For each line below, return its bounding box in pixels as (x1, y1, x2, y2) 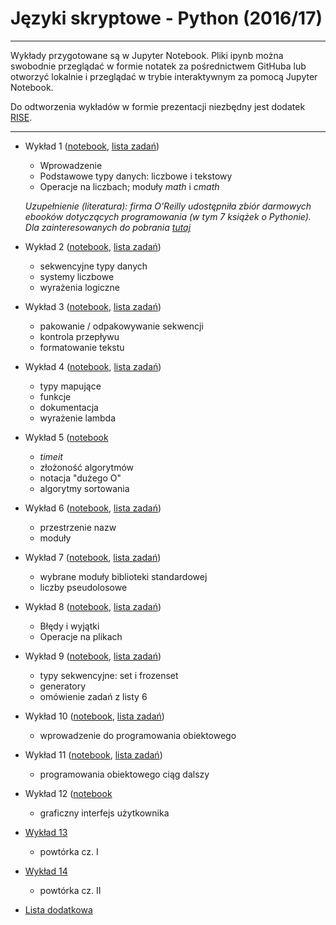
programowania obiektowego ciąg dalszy (39, 768, 210, 780)
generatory (39, 680, 87, 692)
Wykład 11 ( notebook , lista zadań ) (24, 748, 163, 761)
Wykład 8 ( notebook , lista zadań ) (24, 600, 162, 612)
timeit (39, 450, 63, 462)
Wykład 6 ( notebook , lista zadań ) (24, 502, 162, 514)
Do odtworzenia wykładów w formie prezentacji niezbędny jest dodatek (10, 100, 306, 112)
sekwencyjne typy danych (39, 260, 148, 272)
